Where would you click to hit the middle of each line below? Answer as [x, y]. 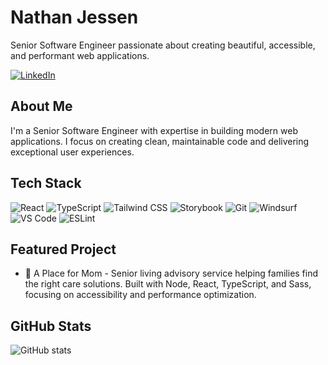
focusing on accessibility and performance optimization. [140, 295]
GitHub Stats [51, 326]
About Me [41, 106]
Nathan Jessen [74, 17]
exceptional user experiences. [72, 152]
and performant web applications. [80, 55]
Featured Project [63, 249]
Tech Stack [46, 183]
